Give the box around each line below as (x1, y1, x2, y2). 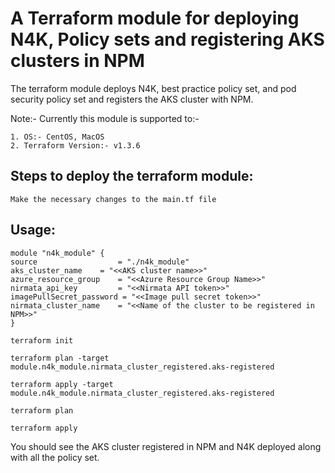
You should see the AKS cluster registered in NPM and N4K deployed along (10, 440, 322, 452)
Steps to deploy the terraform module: (10, 168, 254, 185)
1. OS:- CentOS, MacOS (10, 132, 105, 142)
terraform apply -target (10, 379, 114, 389)
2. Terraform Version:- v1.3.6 (10, 140, 141, 151)
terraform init (10, 335, 74, 346)
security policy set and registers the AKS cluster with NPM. (10, 93, 254, 105)
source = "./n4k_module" (10, 257, 190, 267)
